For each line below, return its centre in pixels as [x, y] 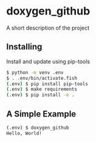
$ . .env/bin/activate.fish [42, 78]
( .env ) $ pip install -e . [40, 95]
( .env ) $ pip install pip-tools [47, 84]
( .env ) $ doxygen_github [38, 127]
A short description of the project [48, 28]
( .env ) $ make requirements [42, 89]
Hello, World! [24, 133]
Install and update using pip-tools [48, 61]
